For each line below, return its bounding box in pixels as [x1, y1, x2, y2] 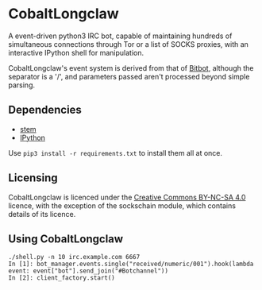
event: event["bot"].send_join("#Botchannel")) [8, 267, 169, 275]
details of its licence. [8, 209, 76, 218]
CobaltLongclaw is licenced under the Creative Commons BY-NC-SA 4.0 [8, 192, 246, 202]
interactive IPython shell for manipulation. [8, 48, 144, 57]
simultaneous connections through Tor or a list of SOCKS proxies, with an [8, 39, 249, 48]
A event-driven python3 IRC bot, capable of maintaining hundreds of [8, 31, 233, 41]
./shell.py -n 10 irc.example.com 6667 [8, 253, 141, 261]
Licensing [8, 172, 58, 185]
